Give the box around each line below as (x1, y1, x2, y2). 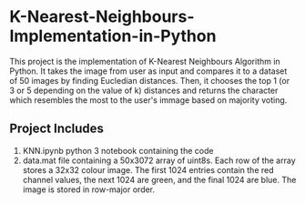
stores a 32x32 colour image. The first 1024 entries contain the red (22, 164, 274, 175)
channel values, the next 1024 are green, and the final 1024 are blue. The (22, 174, 297, 185)
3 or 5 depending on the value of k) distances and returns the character (9, 85, 279, 96)
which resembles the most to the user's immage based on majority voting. (9, 94, 288, 106)
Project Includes (9, 121, 105, 137)
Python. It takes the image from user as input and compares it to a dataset (9, 66, 288, 76)
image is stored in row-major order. (22, 184, 156, 195)
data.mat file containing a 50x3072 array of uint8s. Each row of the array (22, 155, 296, 166)
